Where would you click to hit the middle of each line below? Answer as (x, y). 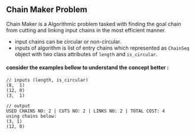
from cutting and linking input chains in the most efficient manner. (86, 30)
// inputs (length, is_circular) (47, 80)
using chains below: (32, 116)
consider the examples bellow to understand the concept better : (87, 68)
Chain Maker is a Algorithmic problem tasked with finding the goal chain (94, 24)
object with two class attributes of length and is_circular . (86, 54)
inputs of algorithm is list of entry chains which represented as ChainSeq (102, 48)
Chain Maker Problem (47, 10)
